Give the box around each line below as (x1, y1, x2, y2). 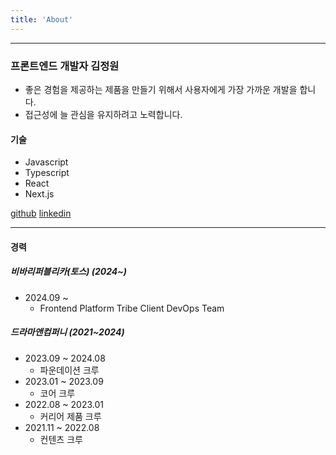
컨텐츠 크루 (39, 433, 83, 445)
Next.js (24, 188, 55, 200)
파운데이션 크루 (39, 364, 100, 376)
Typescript (24, 167, 70, 179)
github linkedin (10, 207, 72, 220)
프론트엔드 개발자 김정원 (10, 59, 120, 73)
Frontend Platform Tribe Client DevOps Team (39, 302, 225, 314)
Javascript (24, 156, 69, 168)
